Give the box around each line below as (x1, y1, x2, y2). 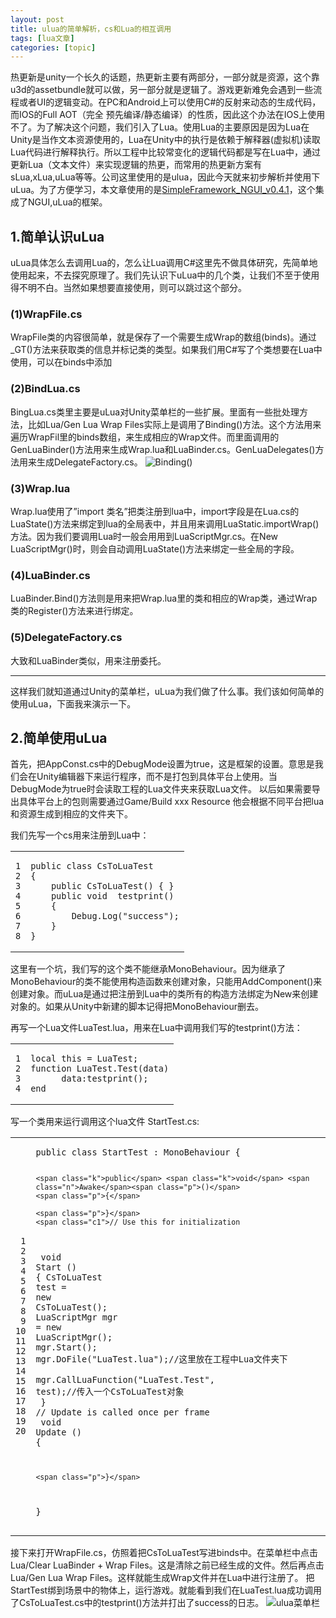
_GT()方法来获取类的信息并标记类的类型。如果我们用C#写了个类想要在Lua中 (10, 344, 323, 356)
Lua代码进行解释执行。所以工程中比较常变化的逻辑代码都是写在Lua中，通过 (10, 146, 322, 158)
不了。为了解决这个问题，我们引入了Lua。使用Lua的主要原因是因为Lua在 (10, 121, 310, 133)
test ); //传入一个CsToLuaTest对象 (35, 1386, 185, 1398)
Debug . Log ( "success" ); (71, 911, 180, 922)
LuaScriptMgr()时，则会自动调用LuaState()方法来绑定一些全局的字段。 (10, 542, 300, 555)
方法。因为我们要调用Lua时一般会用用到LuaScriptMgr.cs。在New (10, 530, 279, 542)
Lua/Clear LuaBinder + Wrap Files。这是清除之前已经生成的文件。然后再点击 (10, 1559, 325, 1571)
